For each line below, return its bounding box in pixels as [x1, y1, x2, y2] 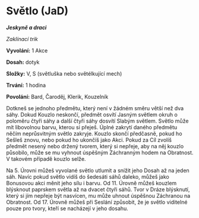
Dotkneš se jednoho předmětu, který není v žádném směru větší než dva [6, 104, 184, 111]
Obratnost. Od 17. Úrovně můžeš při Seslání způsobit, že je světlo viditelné [6, 198, 188, 205]
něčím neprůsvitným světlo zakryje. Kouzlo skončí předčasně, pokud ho [6, 130, 182, 137]
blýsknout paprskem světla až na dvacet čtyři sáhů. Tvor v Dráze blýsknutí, [6, 186, 190, 193]
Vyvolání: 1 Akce [6, 46, 48, 54]
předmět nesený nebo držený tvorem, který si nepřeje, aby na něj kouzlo [6, 142, 184, 150]
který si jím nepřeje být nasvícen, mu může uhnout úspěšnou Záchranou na [6, 192, 191, 199]
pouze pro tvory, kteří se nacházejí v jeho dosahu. [6, 204, 129, 212]
